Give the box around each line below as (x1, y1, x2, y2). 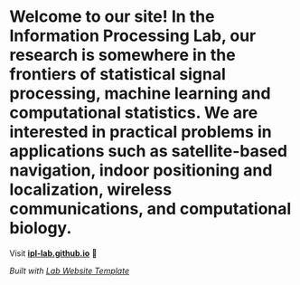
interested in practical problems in (9, 122, 273, 142)
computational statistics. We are (9, 102, 258, 123)
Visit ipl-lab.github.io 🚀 (9, 247, 98, 259)
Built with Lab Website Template (9, 265, 129, 276)
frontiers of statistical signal (9, 64, 226, 85)
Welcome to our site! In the (9, 6, 215, 27)
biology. (9, 218, 72, 239)
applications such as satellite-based (9, 141, 288, 162)
